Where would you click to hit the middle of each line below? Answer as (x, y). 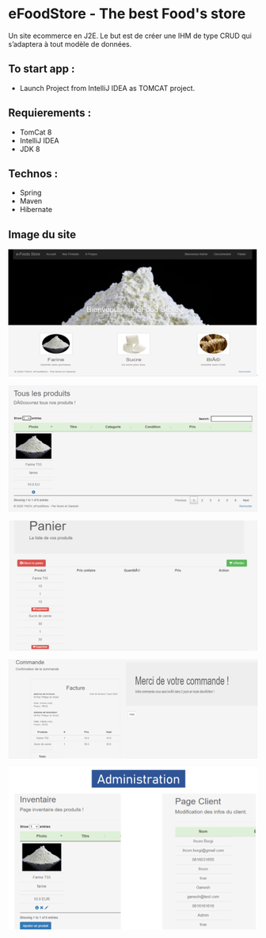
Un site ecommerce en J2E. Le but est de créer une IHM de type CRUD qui (130, 36)
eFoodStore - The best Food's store (127, 14)
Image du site (42, 234)
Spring (30, 193)
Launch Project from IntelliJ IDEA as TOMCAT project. (107, 88)
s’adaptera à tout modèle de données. (70, 44)
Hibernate (36, 210)
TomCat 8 (36, 132)
